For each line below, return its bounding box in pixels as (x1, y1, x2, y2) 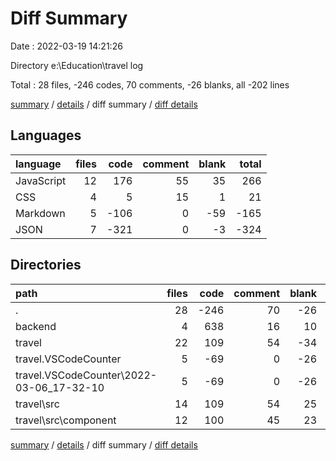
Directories (10, 257, 82, 274)
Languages (10, 127, 82, 144)
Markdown (15, 206, 66, 220)
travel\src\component (15, 413, 117, 427)
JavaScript (15, 173, 67, 187)
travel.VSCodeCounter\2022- (15, 368, 158, 382)
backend (15, 319, 57, 333)
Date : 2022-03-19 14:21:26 (10, 40, 123, 52)
